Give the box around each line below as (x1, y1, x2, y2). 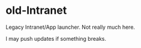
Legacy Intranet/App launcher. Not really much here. (5, 23, 136, 31)
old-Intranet (5, 4, 67, 17)
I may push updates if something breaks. (5, 35, 106, 42)
